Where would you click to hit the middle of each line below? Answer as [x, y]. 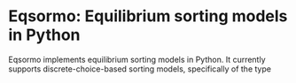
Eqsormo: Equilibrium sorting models [148, 16]
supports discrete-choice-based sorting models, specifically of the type [140, 69]
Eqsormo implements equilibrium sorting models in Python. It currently [137, 59]
